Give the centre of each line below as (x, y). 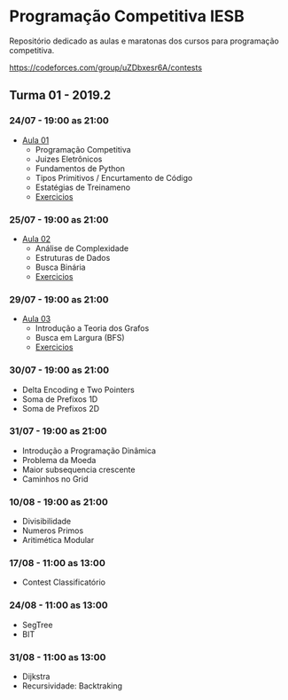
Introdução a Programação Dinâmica (89, 451)
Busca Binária (60, 267)
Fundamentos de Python (80, 168)
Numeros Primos (53, 531)
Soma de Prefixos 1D (60, 399)
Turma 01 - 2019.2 (60, 95)
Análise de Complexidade (82, 248)
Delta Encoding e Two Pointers (78, 389)
